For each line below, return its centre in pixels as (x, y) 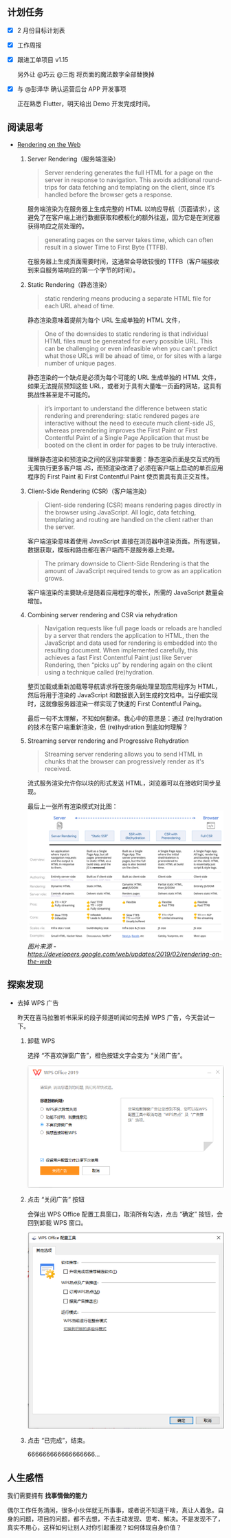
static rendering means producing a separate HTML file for (128, 298)
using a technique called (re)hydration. (99, 672)
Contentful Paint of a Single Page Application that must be (127, 437)
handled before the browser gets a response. (109, 194)
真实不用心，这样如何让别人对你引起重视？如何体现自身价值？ (95, 1528)
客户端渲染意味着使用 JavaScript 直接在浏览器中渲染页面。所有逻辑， (125, 541)
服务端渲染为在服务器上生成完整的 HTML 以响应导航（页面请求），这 (123, 208)
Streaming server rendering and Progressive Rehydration (108, 741)
